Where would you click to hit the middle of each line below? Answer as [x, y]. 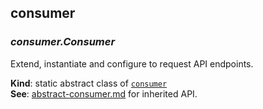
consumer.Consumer [63, 42]
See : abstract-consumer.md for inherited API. [104, 93]
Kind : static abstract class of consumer [89, 83]
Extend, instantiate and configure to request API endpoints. [132, 63]
